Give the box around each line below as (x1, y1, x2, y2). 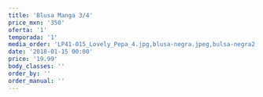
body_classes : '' (8, 63, 65, 70)
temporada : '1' (8, 33, 58, 41)
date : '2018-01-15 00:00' (8, 48, 93, 56)
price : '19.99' (8, 56, 58, 63)
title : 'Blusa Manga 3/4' (8, 11, 93, 20)
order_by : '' (8, 70, 51, 77)
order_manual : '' (8, 77, 65, 84)
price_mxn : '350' (8, 19, 65, 27)
